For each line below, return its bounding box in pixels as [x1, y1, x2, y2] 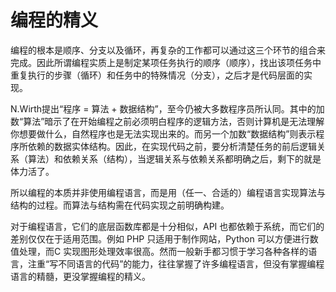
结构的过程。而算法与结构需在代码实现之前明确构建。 [10, 199, 230, 211]
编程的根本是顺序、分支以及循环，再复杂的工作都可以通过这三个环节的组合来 [10, 44, 326, 56]
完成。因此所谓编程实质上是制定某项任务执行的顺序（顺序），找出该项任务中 [10, 56, 322, 68]
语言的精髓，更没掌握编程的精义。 [10, 270, 151, 282]
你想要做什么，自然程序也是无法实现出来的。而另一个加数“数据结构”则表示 [10, 127, 317, 140]
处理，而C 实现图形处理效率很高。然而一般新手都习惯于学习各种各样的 [18, 245, 309, 257]
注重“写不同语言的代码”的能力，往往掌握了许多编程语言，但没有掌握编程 [27, 257, 325, 270]
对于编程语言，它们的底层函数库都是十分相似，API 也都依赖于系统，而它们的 [10, 220, 325, 232]
